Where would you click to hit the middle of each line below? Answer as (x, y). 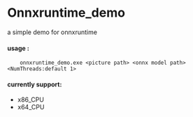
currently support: (35, 84)
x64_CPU (31, 107)
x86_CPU (30, 100)
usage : (18, 48)
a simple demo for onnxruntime (52, 32)
